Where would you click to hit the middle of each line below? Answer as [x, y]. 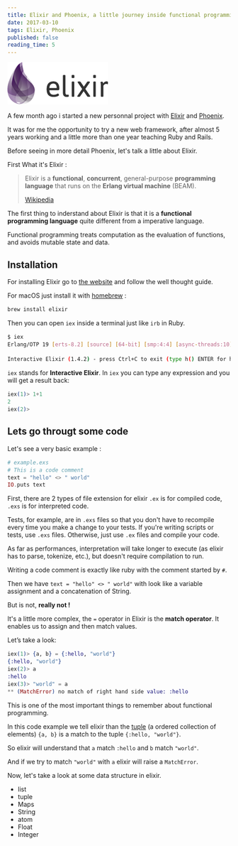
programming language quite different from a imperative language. [106, 221]
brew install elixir [38, 309]
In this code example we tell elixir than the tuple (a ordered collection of [112, 726]
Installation [33, 265]
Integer [28, 834]
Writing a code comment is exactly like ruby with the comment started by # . [117, 570]
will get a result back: [38, 381]
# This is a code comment [45, 470]
